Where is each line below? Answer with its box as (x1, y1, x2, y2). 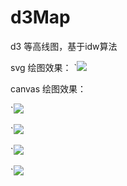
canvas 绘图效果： (10, 82, 87, 95)
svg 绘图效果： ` (10, 61, 77, 73)
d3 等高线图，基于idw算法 (10, 40, 118, 52)
